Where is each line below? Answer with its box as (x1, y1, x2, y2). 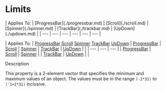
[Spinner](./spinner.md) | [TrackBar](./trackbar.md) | (5, 25, 112, 31)
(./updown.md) (5, 30, 36, 36)
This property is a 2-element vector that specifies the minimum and (5, 70, 144, 76)
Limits (5, 3, 31, 15)
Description (5, 60, 29, 66)
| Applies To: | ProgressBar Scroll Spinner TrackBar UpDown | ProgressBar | (5, 40, 161, 46)
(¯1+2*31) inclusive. (5, 81, 46, 87)
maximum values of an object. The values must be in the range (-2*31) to (5, 75, 157, 81)
